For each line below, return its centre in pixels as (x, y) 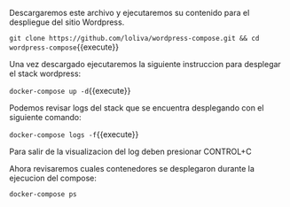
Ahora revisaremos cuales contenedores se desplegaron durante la (132, 169)
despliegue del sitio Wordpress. (67, 22)
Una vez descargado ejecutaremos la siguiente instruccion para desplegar (145, 64)
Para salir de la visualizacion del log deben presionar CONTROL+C (130, 151)
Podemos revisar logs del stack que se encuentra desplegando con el (137, 108)
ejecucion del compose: (53, 178)
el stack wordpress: (45, 73)
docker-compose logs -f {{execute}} (74, 134)
